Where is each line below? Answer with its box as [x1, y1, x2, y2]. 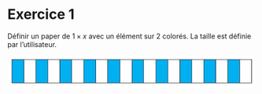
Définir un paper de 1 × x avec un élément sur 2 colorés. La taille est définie [7, 31, 252, 41]
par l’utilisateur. [7, 39, 57, 49]
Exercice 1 [7, 5, 76, 23]
